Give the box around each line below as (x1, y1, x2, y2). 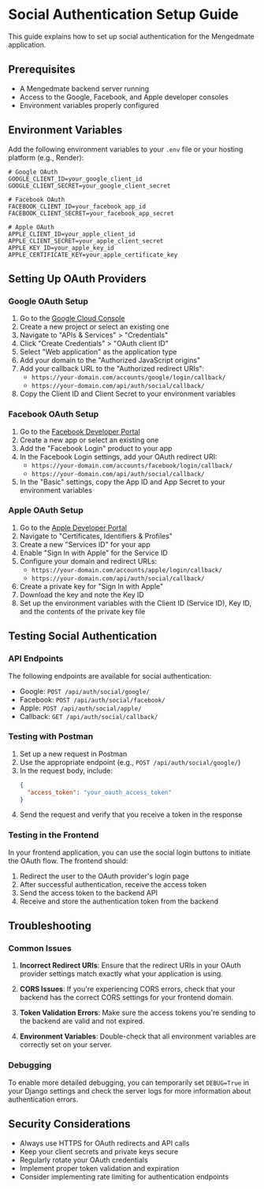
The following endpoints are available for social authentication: (8, 671, 212, 680)
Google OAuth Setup (8, 296, 89, 307)
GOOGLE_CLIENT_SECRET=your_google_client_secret (8, 181, 171, 190)
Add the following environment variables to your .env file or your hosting (8, 144, 244, 154)
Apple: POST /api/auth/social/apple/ (19, 703, 142, 713)
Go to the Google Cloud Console (19, 314, 125, 323)
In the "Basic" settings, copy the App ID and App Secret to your (19, 477, 226, 486)
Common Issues (8, 943, 73, 954)
